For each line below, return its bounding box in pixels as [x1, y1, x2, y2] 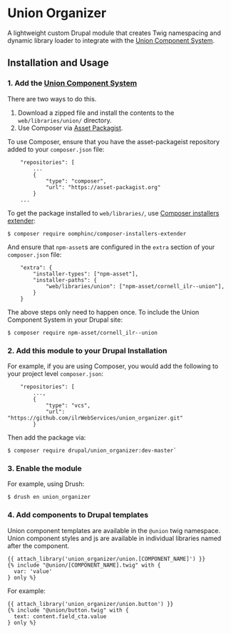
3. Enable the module [7, 463, 82, 473]
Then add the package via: [7, 433, 86, 442]
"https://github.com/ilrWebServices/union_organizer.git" [7, 414, 183, 422]
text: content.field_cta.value [14, 612, 107, 620]
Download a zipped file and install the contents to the [17, 108, 175, 117]
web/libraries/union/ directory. [17, 116, 112, 124]
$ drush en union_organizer [7, 494, 91, 501]
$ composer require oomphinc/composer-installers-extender [7, 230, 187, 237]
